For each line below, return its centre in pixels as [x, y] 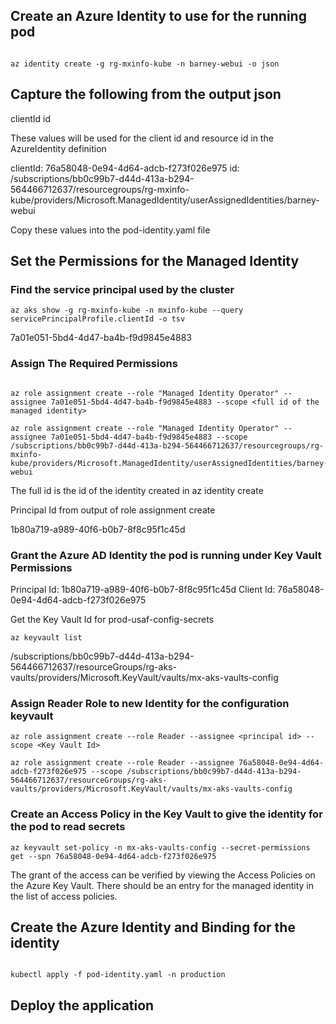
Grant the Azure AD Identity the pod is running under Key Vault [166, 555]
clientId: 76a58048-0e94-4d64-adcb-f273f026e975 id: [125, 168]
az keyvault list [46, 637]
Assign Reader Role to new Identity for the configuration [150, 703]
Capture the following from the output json [146, 94]
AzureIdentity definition [58, 148]
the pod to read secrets [68, 827]
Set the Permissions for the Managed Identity [155, 261]
